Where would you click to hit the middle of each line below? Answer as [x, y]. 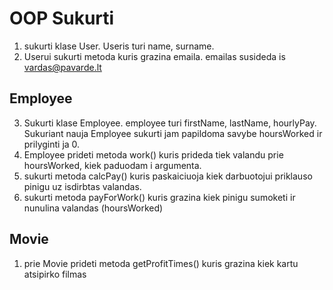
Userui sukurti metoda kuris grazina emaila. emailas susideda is [154, 56]
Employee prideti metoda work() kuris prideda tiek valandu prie [153, 154]
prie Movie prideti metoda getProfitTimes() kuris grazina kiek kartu [161, 263]
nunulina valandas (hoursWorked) [93, 208]
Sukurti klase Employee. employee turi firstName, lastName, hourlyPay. [170, 123]
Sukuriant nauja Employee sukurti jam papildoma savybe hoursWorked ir [173, 133]
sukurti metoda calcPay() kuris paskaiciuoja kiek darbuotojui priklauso [168, 176]
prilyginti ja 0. [52, 144]
